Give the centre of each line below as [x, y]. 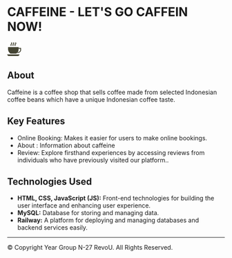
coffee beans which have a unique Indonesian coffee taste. [91, 99]
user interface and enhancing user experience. [84, 205]
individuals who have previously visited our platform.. [93, 160]
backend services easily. [52, 228]
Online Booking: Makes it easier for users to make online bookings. [112, 138]
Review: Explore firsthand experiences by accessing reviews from [111, 152]
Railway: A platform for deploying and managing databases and [108, 220]
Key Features [36, 121]
